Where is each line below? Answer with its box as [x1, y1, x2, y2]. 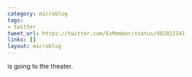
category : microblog [7, 10, 69, 17]
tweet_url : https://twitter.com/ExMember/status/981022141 [7, 29, 186, 37]
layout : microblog [7, 43, 62, 50]
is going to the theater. [7, 62, 73, 70]
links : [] [7, 36, 37, 43]
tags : [7, 17, 23, 24]
